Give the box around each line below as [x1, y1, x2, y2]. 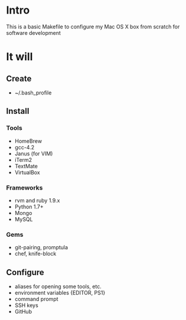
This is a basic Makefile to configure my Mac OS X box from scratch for [6, 23, 180, 30]
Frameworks [6, 184, 43, 192]
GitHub [14, 308, 32, 315]
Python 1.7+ [14, 203, 44, 210]
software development [6, 29, 61, 36]
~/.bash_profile [14, 89, 52, 96]
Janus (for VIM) [14, 150, 53, 157]
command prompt [14, 296, 58, 303]
